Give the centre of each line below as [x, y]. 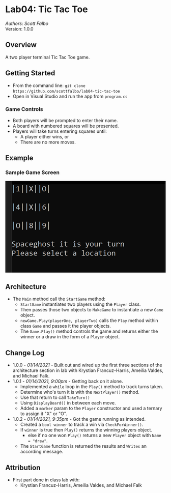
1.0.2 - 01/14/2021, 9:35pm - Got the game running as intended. [79, 419]
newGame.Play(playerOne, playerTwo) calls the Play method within [89, 321]
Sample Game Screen [33, 172]
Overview [21, 45]
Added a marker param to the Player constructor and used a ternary [91, 409]
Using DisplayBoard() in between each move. [68, 403]
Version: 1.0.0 [20, 28]
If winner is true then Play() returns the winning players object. [86, 430]
